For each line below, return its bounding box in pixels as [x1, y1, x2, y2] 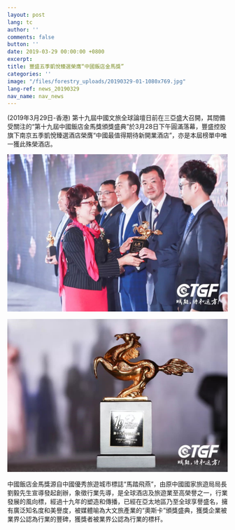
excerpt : [7, 56, 33, 63]
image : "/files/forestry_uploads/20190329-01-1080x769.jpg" [7, 78, 187, 85]
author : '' [7, 26, 39, 33]
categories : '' [7, 70, 52, 77]
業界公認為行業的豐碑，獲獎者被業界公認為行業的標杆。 [7, 515, 166, 523]
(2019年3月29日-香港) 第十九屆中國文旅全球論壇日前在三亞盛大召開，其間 [7, 114, 220, 122]
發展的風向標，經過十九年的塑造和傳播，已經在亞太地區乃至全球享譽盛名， [7, 498, 222, 505]
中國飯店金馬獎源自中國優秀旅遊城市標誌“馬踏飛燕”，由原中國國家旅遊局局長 [7, 480, 227, 488]
